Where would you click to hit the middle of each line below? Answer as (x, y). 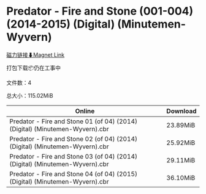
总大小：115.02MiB (30, 95)
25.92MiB (181, 143)
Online (85, 111)
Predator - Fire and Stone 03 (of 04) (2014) (74, 156)
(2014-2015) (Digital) (61, 24)
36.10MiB (181, 178)
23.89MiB (181, 125)
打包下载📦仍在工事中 (34, 68)
